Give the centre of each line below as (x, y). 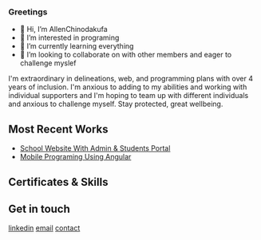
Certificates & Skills (58, 182)
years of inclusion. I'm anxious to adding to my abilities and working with (128, 87)
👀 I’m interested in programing (69, 37)
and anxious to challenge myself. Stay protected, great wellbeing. (116, 104)
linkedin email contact (44, 228)
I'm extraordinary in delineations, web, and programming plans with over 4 (131, 79)
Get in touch (39, 209)
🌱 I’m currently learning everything (77, 46)
